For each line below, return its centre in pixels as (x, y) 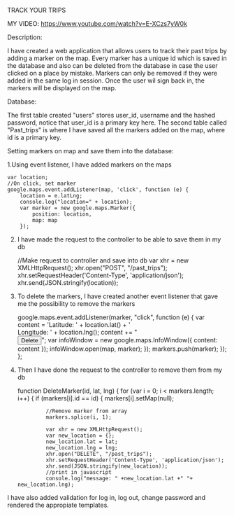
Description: (25, 37)
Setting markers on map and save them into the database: (90, 151)
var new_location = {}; (80, 435)
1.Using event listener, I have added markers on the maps (90, 165)
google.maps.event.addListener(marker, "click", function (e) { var (111, 317)
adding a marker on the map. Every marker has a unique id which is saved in (117, 58)
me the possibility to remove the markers (76, 304)
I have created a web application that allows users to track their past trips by (117, 51)
